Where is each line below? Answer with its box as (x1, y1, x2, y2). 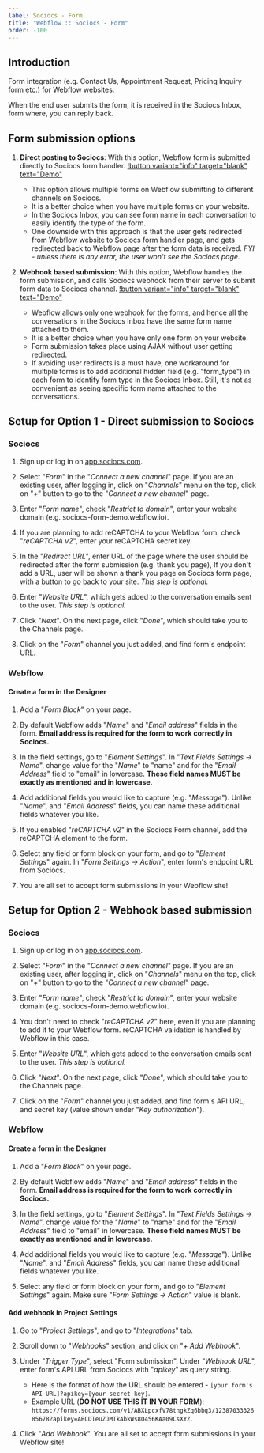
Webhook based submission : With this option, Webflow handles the (19, 267, 243, 277)
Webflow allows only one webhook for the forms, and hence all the (31, 308, 249, 317)
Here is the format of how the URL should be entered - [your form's (31, 1379, 253, 1389)
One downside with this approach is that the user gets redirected (31, 227, 243, 236)
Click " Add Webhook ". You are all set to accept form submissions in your (19, 1428, 256, 1438)
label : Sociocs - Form (8, 11, 83, 20)
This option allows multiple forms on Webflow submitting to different (31, 185, 254, 194)
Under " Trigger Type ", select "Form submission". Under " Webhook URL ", (19, 1356, 256, 1365)
